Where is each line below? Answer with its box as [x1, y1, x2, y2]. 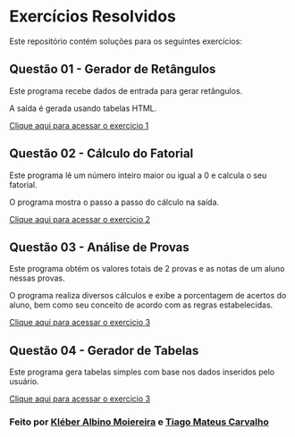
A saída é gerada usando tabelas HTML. [9, 103, 157, 113]
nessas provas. [9, 273, 65, 283]
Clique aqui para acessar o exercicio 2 [9, 214, 150, 224]
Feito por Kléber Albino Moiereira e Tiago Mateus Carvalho [9, 416, 270, 428]
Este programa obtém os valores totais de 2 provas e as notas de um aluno [9, 264, 285, 274]
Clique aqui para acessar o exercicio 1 [9, 120, 149, 130]
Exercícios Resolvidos [9, 6, 177, 27]
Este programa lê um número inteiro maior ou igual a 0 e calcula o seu [9, 170, 267, 181]
